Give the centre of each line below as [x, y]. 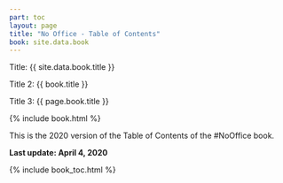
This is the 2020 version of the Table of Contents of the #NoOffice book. [142, 136]
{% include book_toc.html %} [63, 170]
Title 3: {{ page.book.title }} [59, 102]
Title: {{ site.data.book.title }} [62, 67]
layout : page [33, 26]
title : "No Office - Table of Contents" [85, 34]
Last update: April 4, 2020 [59, 153]
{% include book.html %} [55, 118]
